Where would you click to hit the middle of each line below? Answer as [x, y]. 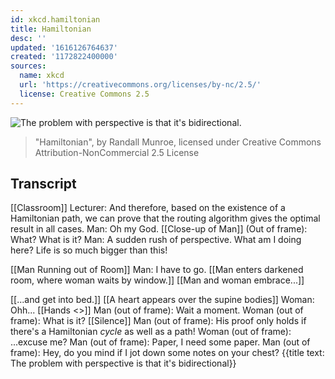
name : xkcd [42, 76]
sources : [28, 66]
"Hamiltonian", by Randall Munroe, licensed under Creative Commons [178, 142]
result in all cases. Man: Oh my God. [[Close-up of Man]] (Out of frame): [159, 229]
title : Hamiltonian [51, 29]
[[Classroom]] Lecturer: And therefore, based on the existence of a [148, 208]
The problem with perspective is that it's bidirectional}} [123, 363]
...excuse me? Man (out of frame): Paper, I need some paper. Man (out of [160, 342]
